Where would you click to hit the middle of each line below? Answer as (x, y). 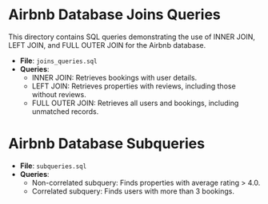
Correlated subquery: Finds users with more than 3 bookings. (133, 191)
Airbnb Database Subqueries (107, 144)
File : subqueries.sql (53, 166)
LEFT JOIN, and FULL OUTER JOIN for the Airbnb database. (107, 45)
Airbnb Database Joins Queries (115, 15)
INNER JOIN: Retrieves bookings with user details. (114, 77)
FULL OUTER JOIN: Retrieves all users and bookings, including (135, 103)
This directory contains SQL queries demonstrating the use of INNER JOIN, (132, 37)
